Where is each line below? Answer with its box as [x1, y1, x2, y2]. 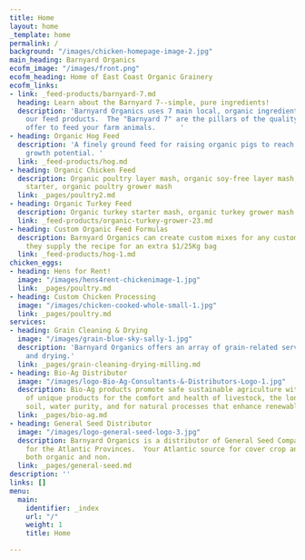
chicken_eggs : [9, 258, 64, 268]
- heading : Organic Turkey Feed [9, 199, 132, 209]
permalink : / [9, 38, 59, 48]
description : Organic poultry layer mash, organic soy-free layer [17, 174, 274, 183]
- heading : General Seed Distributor [9, 419, 152, 428]
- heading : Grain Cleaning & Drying [9, 326, 148, 335]
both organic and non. [25, 453, 112, 462]
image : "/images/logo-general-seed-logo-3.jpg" [17, 427, 202, 436]
